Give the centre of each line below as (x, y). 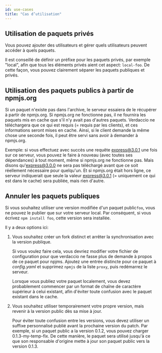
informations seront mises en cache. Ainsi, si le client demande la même (77, 130)
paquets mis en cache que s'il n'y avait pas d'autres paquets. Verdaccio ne (80, 120)
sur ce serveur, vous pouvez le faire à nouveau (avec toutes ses (69, 155)
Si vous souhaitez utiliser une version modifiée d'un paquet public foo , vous (80, 207)
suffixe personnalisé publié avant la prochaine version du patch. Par (80, 325)
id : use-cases (19, 9)
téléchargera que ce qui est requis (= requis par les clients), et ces (72, 125)
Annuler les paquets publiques (52, 196)
